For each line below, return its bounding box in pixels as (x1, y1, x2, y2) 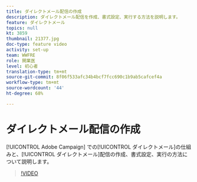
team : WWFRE (6, 52, 35, 58)
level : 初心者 (6, 63, 38, 69)
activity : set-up (6, 47, 49, 53)
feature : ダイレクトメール (6, 19, 65, 25)
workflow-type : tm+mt (6, 80, 60, 86)
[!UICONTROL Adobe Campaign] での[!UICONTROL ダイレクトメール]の (6, 143, 181, 150)
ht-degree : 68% (6, 90, 44, 96)
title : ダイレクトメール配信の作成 (6, 8, 82, 15)
